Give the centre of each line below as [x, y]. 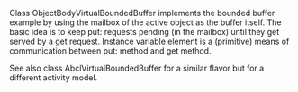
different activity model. [54, 78]
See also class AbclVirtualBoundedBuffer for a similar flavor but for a [137, 68]
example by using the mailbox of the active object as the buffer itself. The [145, 22]
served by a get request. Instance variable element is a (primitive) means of [149, 41]
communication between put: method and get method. [110, 51]
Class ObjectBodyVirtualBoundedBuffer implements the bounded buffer [142, 13]
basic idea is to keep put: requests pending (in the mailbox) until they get [144, 32]
